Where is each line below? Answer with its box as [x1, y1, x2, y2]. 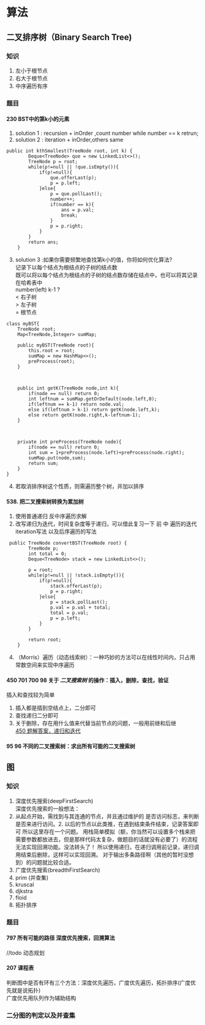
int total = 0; [28, 551, 67, 557]
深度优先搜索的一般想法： [15, 805, 80, 812]
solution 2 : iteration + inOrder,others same [15, 136, 124, 143]
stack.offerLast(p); [50, 583, 103, 589]
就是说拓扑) [11, 987, 41, 994]
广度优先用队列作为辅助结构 [6, 994, 76, 1002]
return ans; [28, 239, 59, 245]
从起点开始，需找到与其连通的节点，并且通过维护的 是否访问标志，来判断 [15, 812, 199, 820]
